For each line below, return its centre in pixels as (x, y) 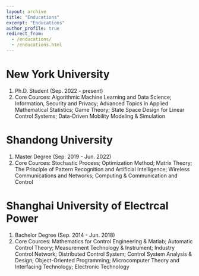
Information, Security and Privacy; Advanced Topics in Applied (91, 103)
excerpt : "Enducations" (36, 23)
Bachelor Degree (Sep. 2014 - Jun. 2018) (65, 235)
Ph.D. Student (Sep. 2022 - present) (59, 90)
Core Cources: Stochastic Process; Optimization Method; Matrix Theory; (103, 163)
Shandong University (59, 140)
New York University (58, 74)
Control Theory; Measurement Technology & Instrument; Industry (95, 247)
